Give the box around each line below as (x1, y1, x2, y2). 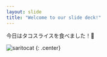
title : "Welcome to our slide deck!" (6, 15, 102, 21)
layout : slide (6, 8, 42, 15)
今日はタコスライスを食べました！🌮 (6, 32, 95, 39)
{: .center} (35, 44, 61, 52)
